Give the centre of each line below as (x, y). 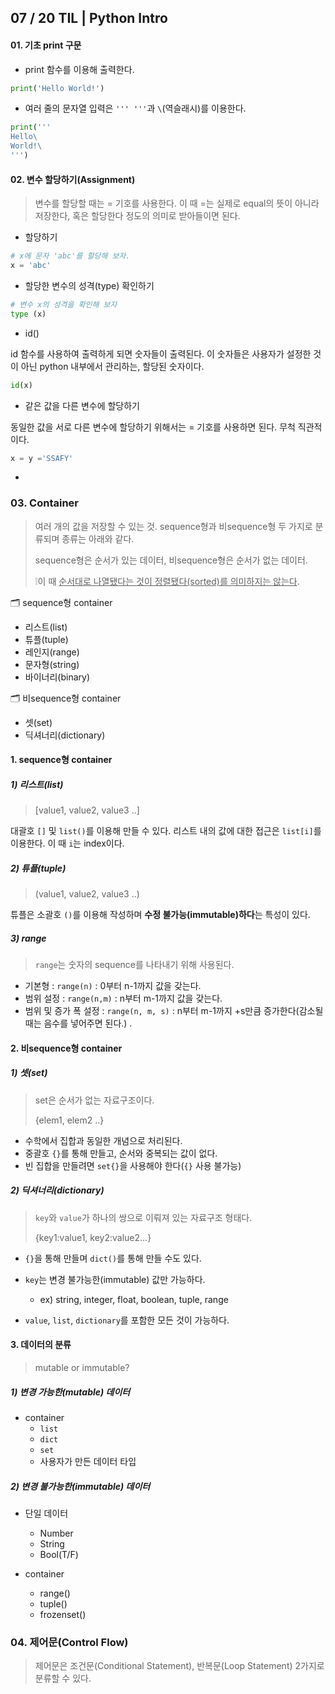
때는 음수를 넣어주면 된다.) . (78, 1023)
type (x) (28, 314)
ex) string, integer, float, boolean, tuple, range (134, 1299)
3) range (28, 938)
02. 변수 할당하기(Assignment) (73, 179)
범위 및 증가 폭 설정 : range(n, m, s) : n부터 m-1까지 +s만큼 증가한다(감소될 (174, 1011)
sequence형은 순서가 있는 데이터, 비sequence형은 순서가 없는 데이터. (171, 560)
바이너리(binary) (57, 677)
